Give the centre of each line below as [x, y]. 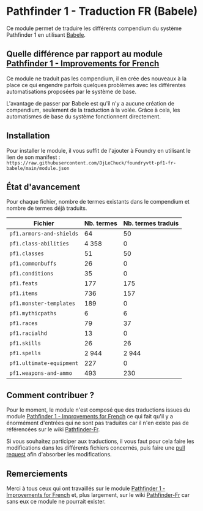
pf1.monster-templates [42, 304]
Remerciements [37, 474]
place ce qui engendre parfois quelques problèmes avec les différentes [96, 85]
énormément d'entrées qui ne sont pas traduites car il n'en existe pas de [98, 423]
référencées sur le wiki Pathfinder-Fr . [53, 429]
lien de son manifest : [33, 157]
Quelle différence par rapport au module [85, 54]
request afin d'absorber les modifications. [59, 455]
